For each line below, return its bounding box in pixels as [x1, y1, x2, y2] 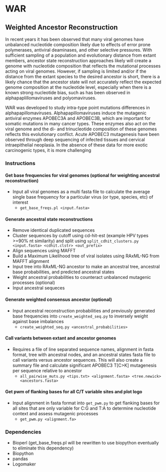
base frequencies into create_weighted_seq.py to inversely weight [12, 313, 148, 319]
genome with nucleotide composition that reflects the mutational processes [5, 63, 161, 69]
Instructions [5, 160, 36, 167]
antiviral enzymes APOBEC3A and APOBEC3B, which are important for [5, 115, 151, 121]
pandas [12, 456, 28, 462]
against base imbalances [12, 318, 64, 324]
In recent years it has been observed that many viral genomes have [5, 36, 144, 42]
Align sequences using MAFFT [12, 248, 76, 254]
